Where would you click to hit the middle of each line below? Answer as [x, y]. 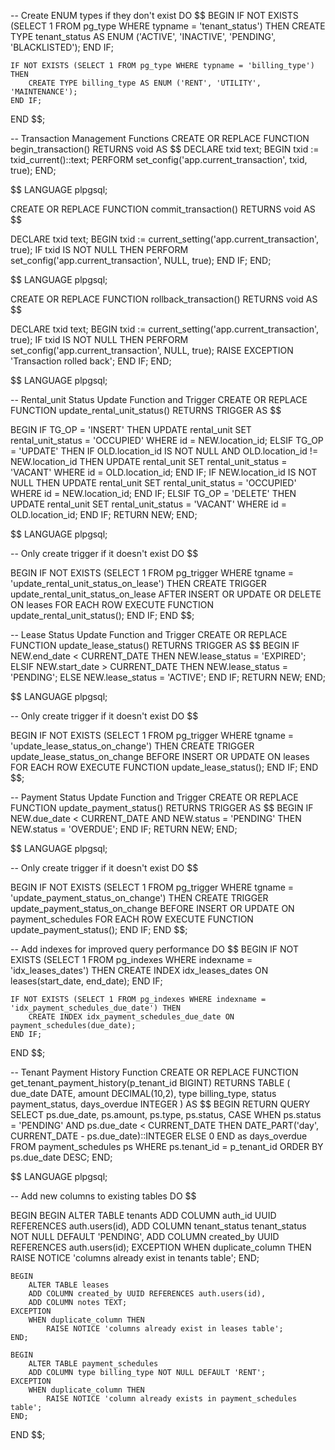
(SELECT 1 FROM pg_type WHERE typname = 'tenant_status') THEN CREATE [168, 26]
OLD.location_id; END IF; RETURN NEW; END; [104, 514]
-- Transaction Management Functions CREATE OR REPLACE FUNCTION [160, 138]
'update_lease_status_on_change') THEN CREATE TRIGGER [132, 746]
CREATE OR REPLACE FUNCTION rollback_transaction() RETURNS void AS [164, 299]
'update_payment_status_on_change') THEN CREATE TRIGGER [139, 898]
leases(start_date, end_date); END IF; [86, 981]
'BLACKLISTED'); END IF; [62, 47]
